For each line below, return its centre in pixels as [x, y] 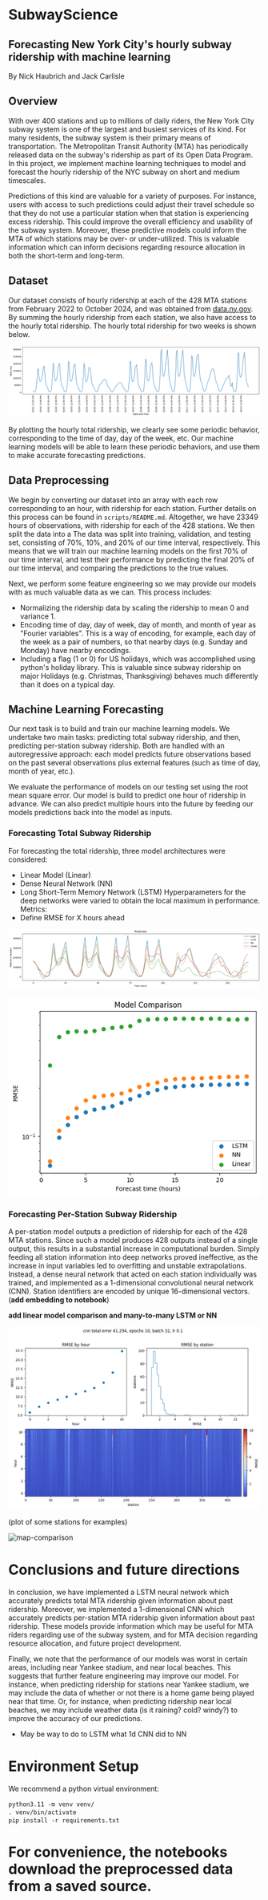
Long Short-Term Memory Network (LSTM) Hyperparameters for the [133, 891]
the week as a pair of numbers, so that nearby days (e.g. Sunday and [134, 641]
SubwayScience [63, 15]
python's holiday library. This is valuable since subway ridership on [130, 667]
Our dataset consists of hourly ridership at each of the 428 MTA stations [128, 300]
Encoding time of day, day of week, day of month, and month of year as [138, 624]
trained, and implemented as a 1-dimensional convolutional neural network [131, 1283]
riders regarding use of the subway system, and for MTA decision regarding [133, 1634]
